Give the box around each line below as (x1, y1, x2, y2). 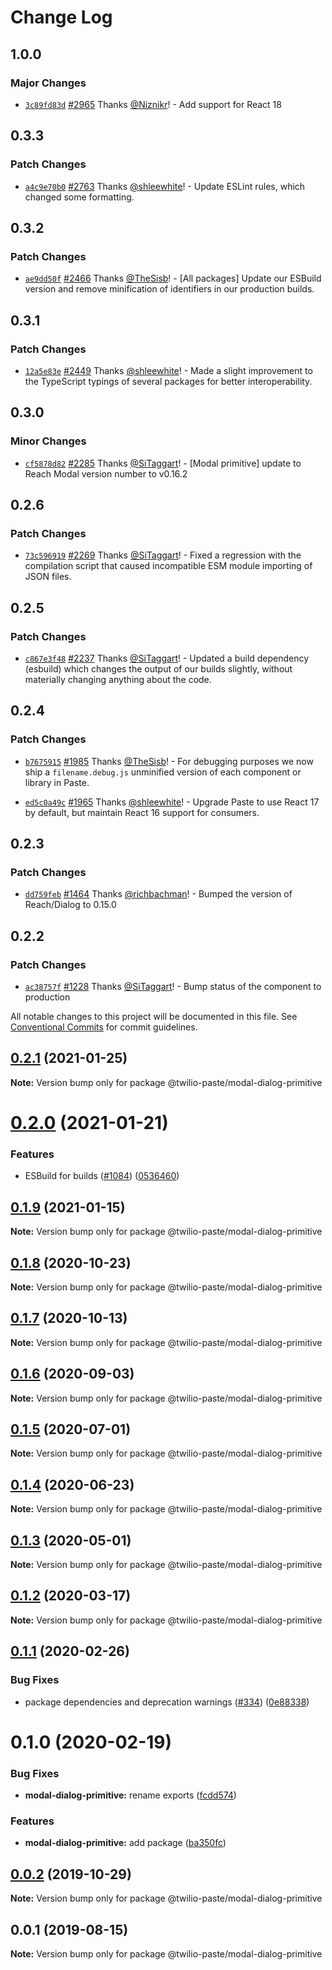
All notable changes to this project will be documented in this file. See (10, 1011, 298, 1023)
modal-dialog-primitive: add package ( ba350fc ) (24, 1837, 227, 1849)
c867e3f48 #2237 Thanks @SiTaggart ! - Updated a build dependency (24, 652, 310, 664)
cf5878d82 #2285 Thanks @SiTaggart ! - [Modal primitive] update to (24, 457, 302, 469)
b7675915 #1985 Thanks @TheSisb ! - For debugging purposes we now (24, 755, 314, 767)
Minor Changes (10, 434, 87, 448)
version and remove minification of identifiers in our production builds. (24, 283, 315, 295)
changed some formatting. (24, 191, 135, 203)
